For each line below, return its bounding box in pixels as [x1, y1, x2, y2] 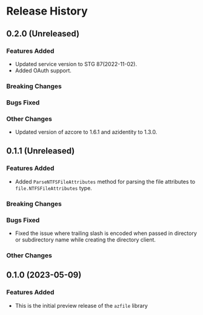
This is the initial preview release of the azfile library [15, 302, 148, 309]
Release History [6, 4, 88, 18]
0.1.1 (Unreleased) [6, 146, 75, 156]
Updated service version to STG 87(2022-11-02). [15, 60, 138, 67]
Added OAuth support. [15, 67, 72, 74]
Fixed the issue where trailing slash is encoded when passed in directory [15, 229, 197, 237]
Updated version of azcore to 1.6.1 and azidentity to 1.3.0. [15, 129, 158, 136]
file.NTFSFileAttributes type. [15, 184, 92, 192]
